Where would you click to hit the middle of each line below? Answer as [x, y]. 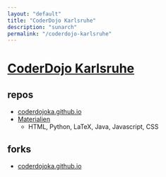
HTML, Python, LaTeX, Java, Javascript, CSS [93, 127]
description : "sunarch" [42, 27]
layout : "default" [34, 14]
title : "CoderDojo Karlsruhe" [52, 21]
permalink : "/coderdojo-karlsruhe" [60, 34]
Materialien [34, 119]
